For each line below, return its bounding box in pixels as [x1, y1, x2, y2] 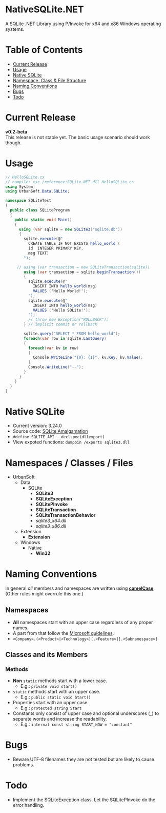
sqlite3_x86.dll [35, 523, 67, 529]
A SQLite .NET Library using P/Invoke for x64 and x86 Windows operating [5, 21, 161, 27]
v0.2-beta [5, 128, 27, 134]
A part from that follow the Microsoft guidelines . [12, 630, 114, 636]
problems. [12, 761, 34, 768]
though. [5, 140, 22, 146]
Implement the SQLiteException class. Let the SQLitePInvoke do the [12, 797, 156, 803]
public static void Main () [14, 217, 72, 222]
